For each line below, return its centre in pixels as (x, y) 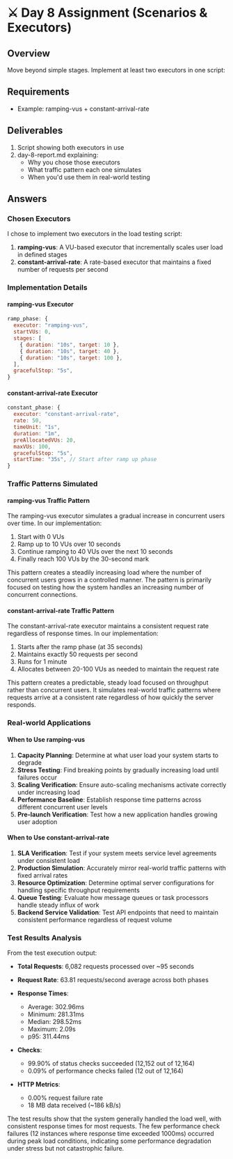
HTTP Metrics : (39, 1084)
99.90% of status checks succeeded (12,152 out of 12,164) (111, 1064)
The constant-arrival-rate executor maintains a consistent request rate (108, 626)
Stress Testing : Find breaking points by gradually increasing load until (118, 770)
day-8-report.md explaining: (58, 155)
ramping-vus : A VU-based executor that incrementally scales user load (120, 247)
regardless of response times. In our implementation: (83, 633)
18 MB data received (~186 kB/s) (74, 1105)
